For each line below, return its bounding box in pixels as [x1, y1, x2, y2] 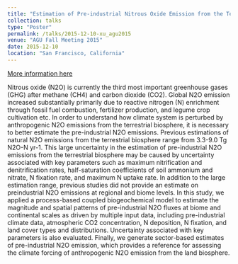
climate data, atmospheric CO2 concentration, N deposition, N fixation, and [7, 218, 227, 226]
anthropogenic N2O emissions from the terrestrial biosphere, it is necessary [7, 120, 229, 129]
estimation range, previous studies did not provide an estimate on [7, 180, 199, 189]
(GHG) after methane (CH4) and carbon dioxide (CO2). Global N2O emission [7, 90, 230, 99]
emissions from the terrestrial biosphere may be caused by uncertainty [7, 150, 215, 159]
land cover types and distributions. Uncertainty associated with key [7, 226, 204, 234]
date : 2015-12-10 [7, 43, 59, 50]
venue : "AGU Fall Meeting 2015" [7, 37, 103, 44]
